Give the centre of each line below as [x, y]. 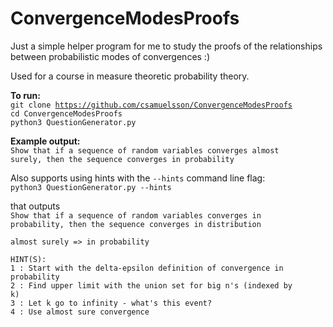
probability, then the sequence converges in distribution [136, 224]
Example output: [45, 141]
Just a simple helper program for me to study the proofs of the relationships [166, 46]
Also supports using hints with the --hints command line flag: [138, 178]
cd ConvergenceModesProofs [66, 113]
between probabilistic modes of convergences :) [110, 56]
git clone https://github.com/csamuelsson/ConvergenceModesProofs [151, 105]
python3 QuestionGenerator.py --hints [91, 187]
